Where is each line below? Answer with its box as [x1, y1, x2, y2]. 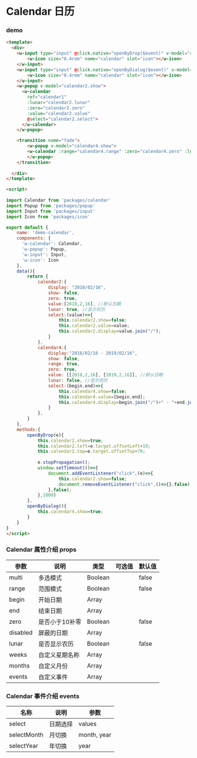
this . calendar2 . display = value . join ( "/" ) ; [58, 328, 161, 335]
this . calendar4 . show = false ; [58, 388, 127, 394]
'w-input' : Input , [21, 252, 67, 258]
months [9, 662, 30, 670]
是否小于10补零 [38, 617, 81, 626]
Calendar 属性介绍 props [6, 546, 77, 554]
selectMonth [9, 731, 44, 739]
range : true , [47, 361, 80, 367]
